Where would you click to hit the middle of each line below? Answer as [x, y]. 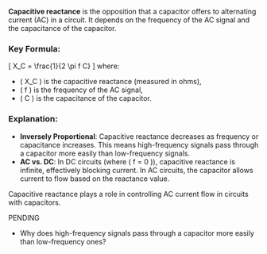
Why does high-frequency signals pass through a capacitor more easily [137, 233]
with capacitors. [35, 202]
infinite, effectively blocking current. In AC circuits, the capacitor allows [136, 170]
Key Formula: [35, 48]
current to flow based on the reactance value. [95, 179]
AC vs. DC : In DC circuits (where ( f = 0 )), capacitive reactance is [128, 161]
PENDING [24, 217]
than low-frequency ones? [63, 241]
